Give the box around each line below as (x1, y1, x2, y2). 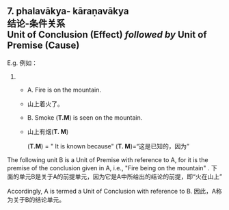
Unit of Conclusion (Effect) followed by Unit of (7, 29, 207, 40)
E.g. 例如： (7, 58, 38, 67)
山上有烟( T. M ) (27, 127, 69, 135)
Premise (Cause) (7, 40, 80, 51)
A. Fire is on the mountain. (27, 86, 101, 94)
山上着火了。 (27, 99, 64, 108)
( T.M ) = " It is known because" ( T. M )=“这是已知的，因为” (27, 142, 190, 150)
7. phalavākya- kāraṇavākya (7, 5, 129, 17)
